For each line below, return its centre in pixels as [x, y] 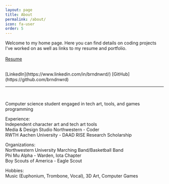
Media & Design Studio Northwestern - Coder [52, 130]
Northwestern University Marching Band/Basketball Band [64, 150]
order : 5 [14, 29]
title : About [19, 15]
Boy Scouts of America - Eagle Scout [44, 161]
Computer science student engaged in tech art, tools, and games [72, 104]
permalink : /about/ [26, 19]
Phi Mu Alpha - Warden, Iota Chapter [43, 156]
